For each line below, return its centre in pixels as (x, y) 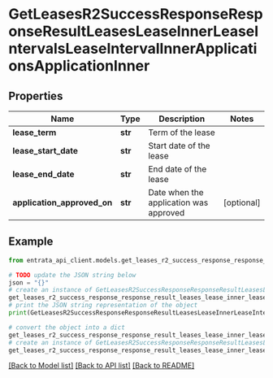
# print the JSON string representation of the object (103, 306)
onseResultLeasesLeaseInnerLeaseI (134, 31)
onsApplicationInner (79, 66)
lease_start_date (45, 151)
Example (31, 242)
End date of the (178, 169)
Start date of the (179, 146)
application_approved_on (63, 202)
